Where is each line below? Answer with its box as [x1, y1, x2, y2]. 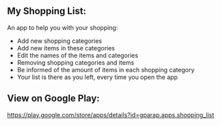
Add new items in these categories [16, 44, 115, 52]
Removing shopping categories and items [16, 58, 135, 67]
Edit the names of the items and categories [16, 51, 139, 59]
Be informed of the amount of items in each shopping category [16, 65, 195, 74]
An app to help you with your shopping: [7, 23, 118, 31]
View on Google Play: [7, 93, 101, 104]
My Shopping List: [7, 5, 87, 17]
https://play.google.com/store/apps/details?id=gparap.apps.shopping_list [7, 110, 214, 119]
